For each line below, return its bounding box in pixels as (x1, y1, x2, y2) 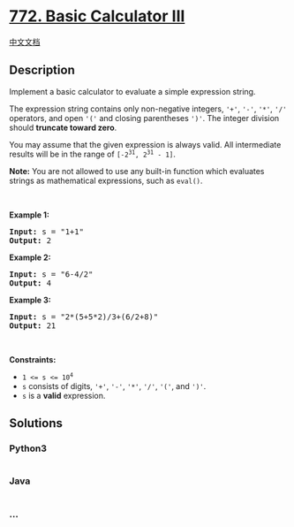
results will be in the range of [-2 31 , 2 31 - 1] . (9, 149, 177, 159)
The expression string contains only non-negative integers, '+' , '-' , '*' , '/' (9, 103, 287, 114)
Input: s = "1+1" (9, 226, 84, 236)
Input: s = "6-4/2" (9, 269, 94, 279)
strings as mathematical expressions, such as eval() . (9, 175, 203, 186)
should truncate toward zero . (9, 122, 117, 133)
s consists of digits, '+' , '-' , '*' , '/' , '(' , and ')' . (21, 380, 207, 391)
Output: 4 (9, 278, 51, 288)
